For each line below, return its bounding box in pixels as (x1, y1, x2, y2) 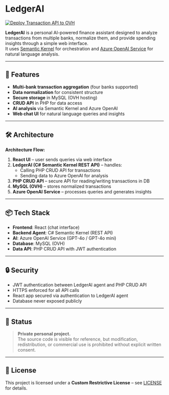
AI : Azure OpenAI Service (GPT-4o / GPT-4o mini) (12, 235, 117, 241)
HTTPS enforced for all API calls (12, 287, 79, 293)
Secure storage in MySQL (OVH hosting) (12, 94, 98, 101)
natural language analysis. (5, 51, 59, 57)
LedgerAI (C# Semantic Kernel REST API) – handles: (12, 162, 122, 168)
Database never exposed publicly (12, 298, 82, 304)
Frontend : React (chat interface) (12, 224, 80, 230)
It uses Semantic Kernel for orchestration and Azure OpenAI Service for (5, 45, 153, 52)
